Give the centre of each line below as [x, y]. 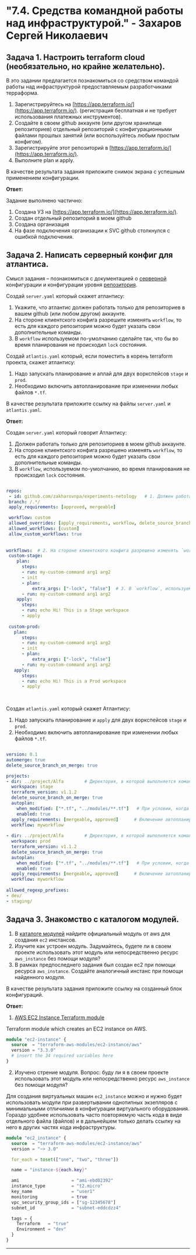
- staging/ [19, 901]
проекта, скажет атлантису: [41, 362]
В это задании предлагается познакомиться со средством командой [92, 81]
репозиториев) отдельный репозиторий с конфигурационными [93, 129]
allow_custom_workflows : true [45, 534]
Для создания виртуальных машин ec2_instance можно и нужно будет [94, 1096]
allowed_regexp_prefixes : [37, 890]
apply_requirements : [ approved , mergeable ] [62, 507]
